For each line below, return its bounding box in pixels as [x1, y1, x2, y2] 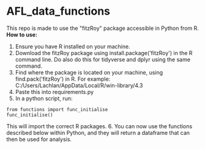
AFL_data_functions [6, 4, 110, 18]
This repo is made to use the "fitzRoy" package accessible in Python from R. [6, 24, 199, 32]
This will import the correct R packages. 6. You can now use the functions [6, 122, 193, 129]
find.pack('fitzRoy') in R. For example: [15, 75, 111, 82]
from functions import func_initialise [6, 106, 108, 112]
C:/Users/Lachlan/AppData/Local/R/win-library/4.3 [15, 81, 143, 89]
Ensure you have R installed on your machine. [15, 43, 130, 50]
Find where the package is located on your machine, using [15, 68, 163, 76]
